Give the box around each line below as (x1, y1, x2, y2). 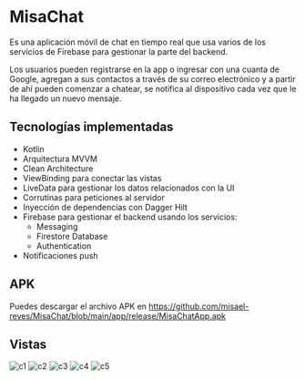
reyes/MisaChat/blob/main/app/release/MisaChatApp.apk (9, 310, 226, 321)
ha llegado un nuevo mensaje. (9, 93, 122, 104)
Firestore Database (36, 231, 108, 241)
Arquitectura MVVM (22, 153, 98, 164)
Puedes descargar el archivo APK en (9, 301, 147, 312)
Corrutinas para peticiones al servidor (22, 191, 166, 202)
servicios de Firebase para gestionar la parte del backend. (9, 46, 229, 56)
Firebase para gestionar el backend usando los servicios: (22, 211, 238, 222)
